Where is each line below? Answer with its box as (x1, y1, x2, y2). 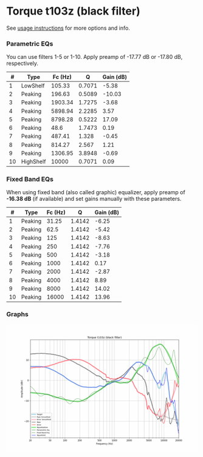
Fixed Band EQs (6, 175, 53, 183)
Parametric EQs (6, 39, 53, 48)
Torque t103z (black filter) (6, 4, 141, 18)
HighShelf (21, 158, 46, 165)
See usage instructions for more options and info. (6, 24, 131, 32)
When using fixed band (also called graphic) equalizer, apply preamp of (6, 189, 185, 196)
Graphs (6, 310, 29, 319)
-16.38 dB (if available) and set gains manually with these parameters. (6, 195, 182, 203)
